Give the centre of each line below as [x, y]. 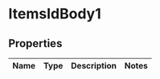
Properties [35, 43]
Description [94, 66]
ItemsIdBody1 [55, 14]
